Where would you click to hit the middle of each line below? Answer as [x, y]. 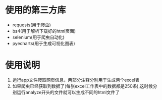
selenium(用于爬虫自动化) [38, 37]
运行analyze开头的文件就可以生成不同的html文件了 [68, 92]
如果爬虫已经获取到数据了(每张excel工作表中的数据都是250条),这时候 [82, 86]
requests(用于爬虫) [31, 25]
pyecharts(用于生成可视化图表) [44, 43]
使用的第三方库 [36, 10]
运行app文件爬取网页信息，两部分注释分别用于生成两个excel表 [76, 80]
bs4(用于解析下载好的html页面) [44, 31]
